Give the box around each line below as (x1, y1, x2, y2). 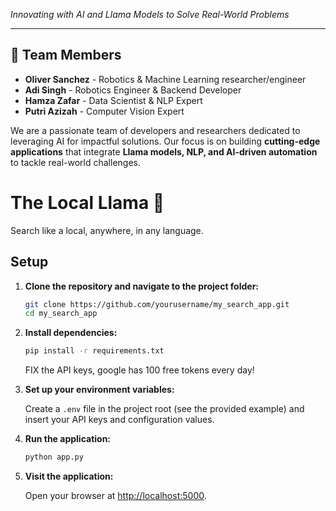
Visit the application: (24, 470, 114, 483)
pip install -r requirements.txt (24, 346, 165, 356)
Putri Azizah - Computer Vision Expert (24, 105, 185, 117)
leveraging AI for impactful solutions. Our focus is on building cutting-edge (10, 135, 321, 147)
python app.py (24, 452, 84, 463)
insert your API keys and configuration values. (24, 414, 215, 426)
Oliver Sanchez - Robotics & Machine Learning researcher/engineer (24, 73, 307, 85)
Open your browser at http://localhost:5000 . (24, 490, 207, 502)
